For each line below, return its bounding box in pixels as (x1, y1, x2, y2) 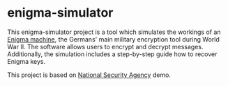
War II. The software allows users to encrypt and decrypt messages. (7, 42, 204, 51)
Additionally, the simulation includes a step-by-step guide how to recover (7, 50, 218, 58)
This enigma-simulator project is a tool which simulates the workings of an (7, 28, 221, 36)
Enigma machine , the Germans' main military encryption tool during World (7, 35, 220, 43)
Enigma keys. (7, 57, 46, 65)
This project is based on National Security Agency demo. (7, 71, 171, 79)
